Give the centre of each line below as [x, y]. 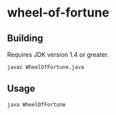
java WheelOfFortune [37, 105]
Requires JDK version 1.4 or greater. [58, 54]
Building [25, 38]
